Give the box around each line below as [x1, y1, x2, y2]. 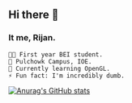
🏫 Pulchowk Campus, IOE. [8, 57, 92, 65]
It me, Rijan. [8, 32, 56, 43]
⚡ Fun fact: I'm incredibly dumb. [8, 72, 126, 80]
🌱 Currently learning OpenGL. [8, 64, 111, 72]
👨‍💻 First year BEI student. [8, 50, 104, 59]
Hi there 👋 [8, 8, 59, 22]
